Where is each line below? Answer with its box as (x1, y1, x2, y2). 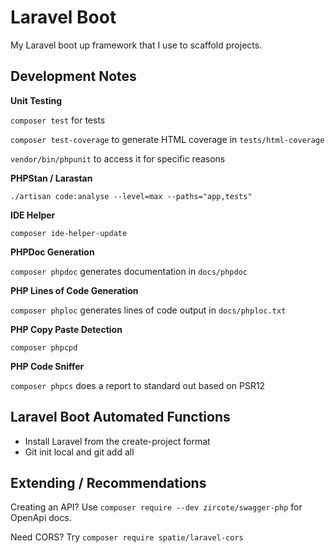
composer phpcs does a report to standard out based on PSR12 (10, 379, 266, 391)
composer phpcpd (10, 342, 78, 353)
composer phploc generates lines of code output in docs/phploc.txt (10, 304, 287, 316)
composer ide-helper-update (10, 228, 128, 238)
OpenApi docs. (10, 512, 72, 524)
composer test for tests (10, 114, 106, 126)
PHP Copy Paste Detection (10, 323, 123, 335)
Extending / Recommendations (10, 474, 207, 491)
